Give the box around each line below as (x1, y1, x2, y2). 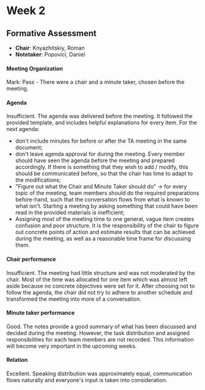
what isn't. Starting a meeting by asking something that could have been (15, 203, 198, 210)
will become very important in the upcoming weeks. (6, 342, 137, 350)
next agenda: (6, 126, 40, 133)
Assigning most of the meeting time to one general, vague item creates (15, 216, 195, 223)
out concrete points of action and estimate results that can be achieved (15, 228, 195, 236)
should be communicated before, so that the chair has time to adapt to (15, 170, 193, 178)
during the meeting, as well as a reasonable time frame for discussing (15, 235, 192, 242)
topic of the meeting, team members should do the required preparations (15, 189, 199, 197)
